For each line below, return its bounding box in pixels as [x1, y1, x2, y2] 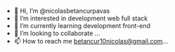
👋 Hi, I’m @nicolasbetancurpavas [13, 7, 110, 15]
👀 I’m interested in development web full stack [13, 14, 148, 22]
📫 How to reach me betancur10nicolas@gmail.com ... [13, 37, 169, 45]
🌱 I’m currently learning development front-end [13, 22, 151, 30]
